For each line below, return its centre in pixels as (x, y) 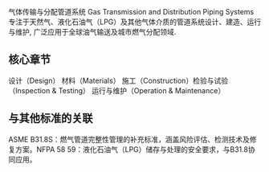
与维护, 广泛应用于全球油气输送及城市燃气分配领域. (92, 32)
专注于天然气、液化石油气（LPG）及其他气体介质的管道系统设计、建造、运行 (135, 22)
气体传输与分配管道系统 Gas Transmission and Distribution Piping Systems (131, 12)
